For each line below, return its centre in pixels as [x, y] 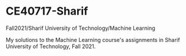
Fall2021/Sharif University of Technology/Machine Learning [80, 28]
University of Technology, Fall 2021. [51, 46]
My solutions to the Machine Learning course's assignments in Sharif [93, 40]
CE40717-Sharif [47, 11]
